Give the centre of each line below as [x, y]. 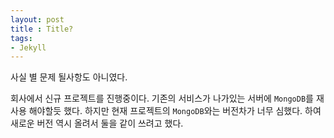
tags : [21, 38]
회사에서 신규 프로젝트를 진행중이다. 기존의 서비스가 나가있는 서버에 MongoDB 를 [162, 98]
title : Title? [42, 29]
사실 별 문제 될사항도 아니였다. [69, 77]
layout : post [37, 19]
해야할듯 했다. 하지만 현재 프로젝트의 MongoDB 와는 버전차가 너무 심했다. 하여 [175, 111]
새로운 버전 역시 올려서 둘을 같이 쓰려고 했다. [97, 123]
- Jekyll [28, 47]
